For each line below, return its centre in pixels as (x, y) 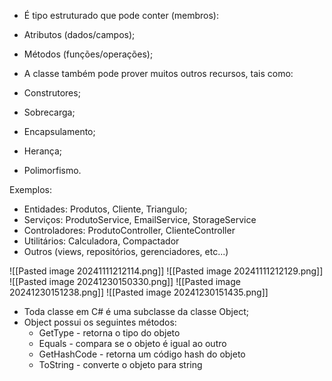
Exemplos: (30, 189)
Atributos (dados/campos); (79, 34)
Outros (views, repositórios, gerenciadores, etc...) (126, 251)
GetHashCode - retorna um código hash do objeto (142, 354)
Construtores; (52, 93)
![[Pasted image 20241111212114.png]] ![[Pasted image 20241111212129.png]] (166, 271)
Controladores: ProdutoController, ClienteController (129, 230)
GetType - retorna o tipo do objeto (109, 333)
